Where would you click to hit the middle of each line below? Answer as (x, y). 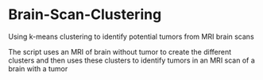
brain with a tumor (38, 68)
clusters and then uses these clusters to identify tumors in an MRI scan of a (132, 60)
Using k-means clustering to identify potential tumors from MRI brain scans (131, 36)
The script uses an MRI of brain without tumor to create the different (120, 51)
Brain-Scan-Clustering (85, 15)
